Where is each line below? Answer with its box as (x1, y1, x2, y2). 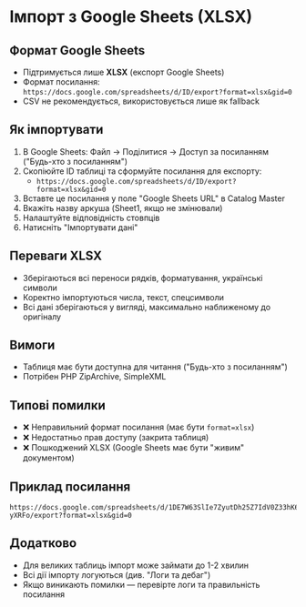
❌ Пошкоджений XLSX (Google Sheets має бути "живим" (22, 442, 244, 453)
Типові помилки (9, 398, 107, 413)
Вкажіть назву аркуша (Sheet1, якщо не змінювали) (22, 202, 223, 213)
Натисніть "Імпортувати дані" (22, 221, 138, 233)
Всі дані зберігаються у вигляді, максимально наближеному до (22, 301, 271, 312)
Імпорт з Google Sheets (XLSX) (9, 6, 253, 27)
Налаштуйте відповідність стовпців (22, 212, 160, 223)
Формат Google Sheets (9, 43, 146, 58)
